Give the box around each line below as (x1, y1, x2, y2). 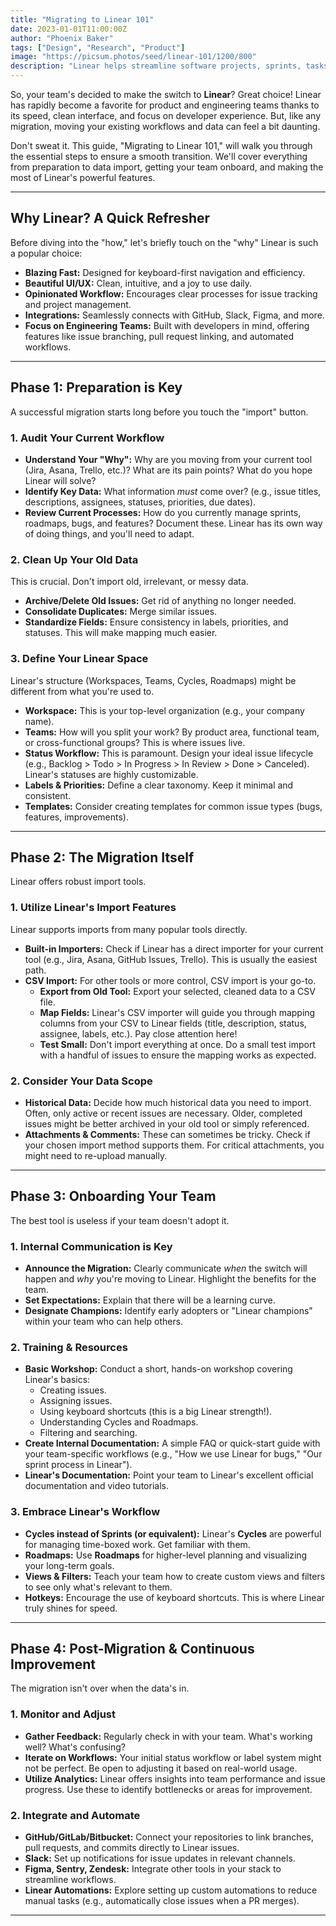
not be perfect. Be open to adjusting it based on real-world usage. (24, 1762, 298, 1774)
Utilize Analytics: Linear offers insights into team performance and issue (24, 1772, 326, 1785)
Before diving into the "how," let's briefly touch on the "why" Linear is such (10, 236, 319, 248)
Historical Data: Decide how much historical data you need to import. (24, 1096, 312, 1108)
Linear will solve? (24, 474, 97, 486)
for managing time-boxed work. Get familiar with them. (24, 1538, 251, 1550)
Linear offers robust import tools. (10, 876, 147, 888)
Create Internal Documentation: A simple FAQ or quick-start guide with (24, 1437, 321, 1450)
